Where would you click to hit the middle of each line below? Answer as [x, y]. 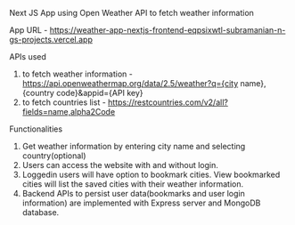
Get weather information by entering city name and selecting [134, 146]
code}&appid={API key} [100, 93]
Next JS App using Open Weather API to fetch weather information [131, 13]
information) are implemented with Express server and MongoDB [141, 203]
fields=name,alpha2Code [69, 112]
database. [41, 212]
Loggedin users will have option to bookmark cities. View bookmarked [151, 174]
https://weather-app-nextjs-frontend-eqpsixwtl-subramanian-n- [168, 30]
